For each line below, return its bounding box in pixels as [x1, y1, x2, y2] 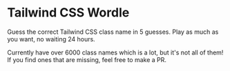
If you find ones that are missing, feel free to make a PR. [7, 55, 167, 63]
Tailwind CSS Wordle [7, 5, 130, 21]
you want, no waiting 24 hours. [7, 34, 95, 43]
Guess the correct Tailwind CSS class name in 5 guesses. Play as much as [7, 28, 219, 36]
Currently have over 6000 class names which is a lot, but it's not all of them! [7, 48, 224, 57]
